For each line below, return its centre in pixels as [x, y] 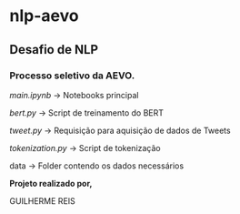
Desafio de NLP [54, 50]
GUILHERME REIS [42, 200]
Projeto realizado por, [51, 183]
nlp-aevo [44, 16]
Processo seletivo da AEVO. [72, 76]
